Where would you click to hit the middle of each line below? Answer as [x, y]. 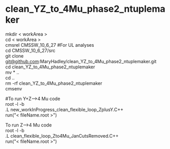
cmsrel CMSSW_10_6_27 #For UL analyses [50, 45]
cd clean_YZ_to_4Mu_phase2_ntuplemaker [50, 67]
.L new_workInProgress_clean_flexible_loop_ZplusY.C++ [65, 109]
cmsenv [14, 88]
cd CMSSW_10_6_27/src [30, 50]
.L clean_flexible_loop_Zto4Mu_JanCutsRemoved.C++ [62, 136]
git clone [15, 56]
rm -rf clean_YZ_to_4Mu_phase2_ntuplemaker [54, 83]
